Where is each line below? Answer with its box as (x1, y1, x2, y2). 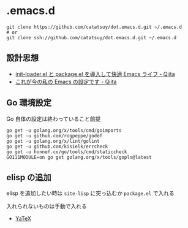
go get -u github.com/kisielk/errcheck (6, 143, 108, 150)
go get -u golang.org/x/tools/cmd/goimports (6, 127, 122, 134)
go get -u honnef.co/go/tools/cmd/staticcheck (6, 148, 127, 155)
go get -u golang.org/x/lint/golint (6, 138, 100, 144)
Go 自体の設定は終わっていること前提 (6, 115, 101, 123)
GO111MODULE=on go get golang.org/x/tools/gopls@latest (6, 154, 152, 160)
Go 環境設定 (6, 97, 52, 108)
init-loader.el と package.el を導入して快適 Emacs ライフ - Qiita (15, 70, 176, 77)
